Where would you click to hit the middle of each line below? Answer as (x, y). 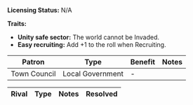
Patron (33, 62)
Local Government (93, 74)
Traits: (17, 23)
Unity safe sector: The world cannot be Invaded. (88, 37)
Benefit (143, 62)
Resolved (102, 94)
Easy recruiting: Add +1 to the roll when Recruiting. (92, 44)
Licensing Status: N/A (40, 10)
